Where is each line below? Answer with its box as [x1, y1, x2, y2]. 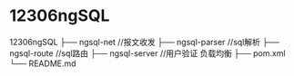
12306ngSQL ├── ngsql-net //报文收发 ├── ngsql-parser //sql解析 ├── [9, 36, 280, 47]
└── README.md [9, 58, 76, 69]
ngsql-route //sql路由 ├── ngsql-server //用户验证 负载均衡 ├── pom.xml [9, 47, 286, 59]
